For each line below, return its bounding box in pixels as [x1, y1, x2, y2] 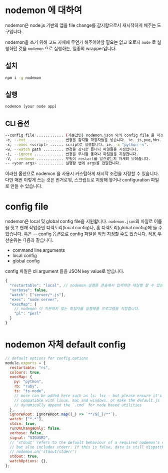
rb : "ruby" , [14, 384, 39, 389]
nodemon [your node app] [5, 104, 57, 109]
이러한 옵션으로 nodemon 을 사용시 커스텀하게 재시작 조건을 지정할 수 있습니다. [5, 170, 159, 176]
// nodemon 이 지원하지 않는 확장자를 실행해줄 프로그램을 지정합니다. [14, 306, 140, 312]
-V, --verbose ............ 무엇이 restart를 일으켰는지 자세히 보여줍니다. [5, 156, 151, 161]
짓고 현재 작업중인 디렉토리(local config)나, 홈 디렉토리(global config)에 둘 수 [10, 225, 162, 231]
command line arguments [12, 247, 65, 253]
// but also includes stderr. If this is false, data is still [9, 444, 144, 450]
